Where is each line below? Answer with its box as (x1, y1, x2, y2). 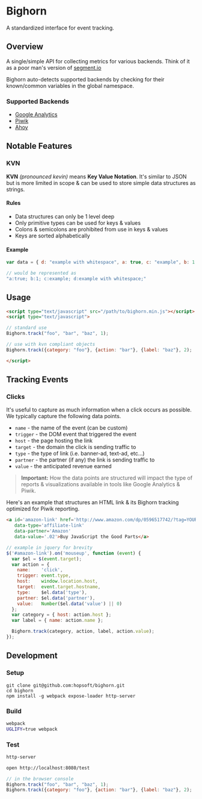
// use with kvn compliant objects (6, 342, 96, 348)
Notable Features (6, 141, 72, 151)
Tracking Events (6, 375, 69, 385)
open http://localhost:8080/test (6, 765, 90, 771)
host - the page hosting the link (14, 437, 93, 444)
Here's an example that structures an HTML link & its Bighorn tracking (6, 499, 179, 506)
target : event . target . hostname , (17, 584, 101, 590)
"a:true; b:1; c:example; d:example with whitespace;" (6, 275, 147, 281)
